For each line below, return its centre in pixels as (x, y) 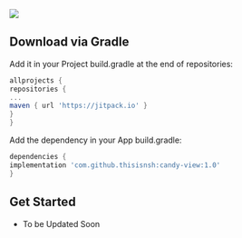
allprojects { (36, 80)
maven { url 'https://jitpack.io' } (78, 106)
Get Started (43, 202)
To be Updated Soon (61, 223)
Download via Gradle (69, 42)
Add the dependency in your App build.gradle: (96, 140)
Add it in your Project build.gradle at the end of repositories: (121, 64)
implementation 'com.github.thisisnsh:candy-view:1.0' (115, 165)
